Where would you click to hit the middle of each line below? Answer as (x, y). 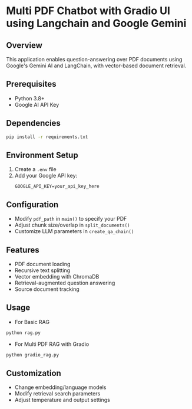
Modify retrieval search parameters (57, 394)
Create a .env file (36, 169)
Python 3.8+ (30, 98)
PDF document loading (42, 264)
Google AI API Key (37, 104)
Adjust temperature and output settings (62, 400)
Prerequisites (31, 84)
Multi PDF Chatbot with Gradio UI (88, 11)
